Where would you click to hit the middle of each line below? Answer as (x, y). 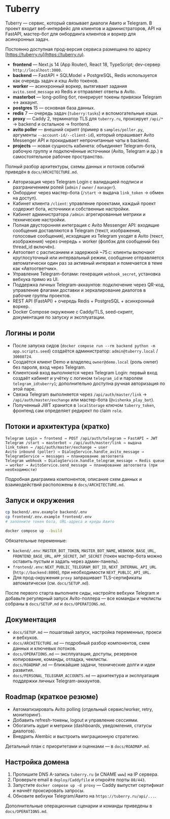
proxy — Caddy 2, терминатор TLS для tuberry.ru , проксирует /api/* (88, 118)
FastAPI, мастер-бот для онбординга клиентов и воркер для (71, 34)
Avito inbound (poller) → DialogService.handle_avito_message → (75, 452)
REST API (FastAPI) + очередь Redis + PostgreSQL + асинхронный (83, 301)
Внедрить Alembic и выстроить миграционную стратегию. (76, 736)
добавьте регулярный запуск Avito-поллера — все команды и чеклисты (83, 598)
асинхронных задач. (27, 39)
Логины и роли (30, 333)
